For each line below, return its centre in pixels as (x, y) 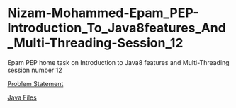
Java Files (22, 97)
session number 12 (35, 70)
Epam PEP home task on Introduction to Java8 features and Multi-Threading (118, 62)
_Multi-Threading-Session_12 (95, 43)
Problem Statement (35, 83)
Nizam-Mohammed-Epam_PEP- (103, 13)
